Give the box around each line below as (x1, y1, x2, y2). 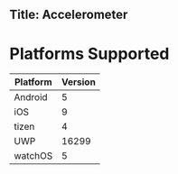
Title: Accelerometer (9, 7, 128, 23)
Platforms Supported (9, 43, 170, 64)
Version (61, 76, 97, 88)
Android (14, 91, 48, 104)
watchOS (14, 150, 53, 162)
